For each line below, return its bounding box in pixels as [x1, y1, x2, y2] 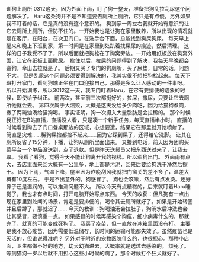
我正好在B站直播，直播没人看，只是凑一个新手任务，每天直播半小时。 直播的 [6, 116, 193, 123]
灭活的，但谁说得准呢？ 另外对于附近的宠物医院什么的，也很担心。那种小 [6, 235, 184, 242]
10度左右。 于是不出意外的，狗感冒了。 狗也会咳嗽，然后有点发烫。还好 [16, 175, 191, 183]
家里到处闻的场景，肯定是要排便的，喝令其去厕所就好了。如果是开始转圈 [16, 198, 193, 205]
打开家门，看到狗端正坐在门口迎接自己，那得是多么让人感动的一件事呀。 [11, 79, 188, 86]
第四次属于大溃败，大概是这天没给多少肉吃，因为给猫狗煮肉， [38, 101, 190, 108]
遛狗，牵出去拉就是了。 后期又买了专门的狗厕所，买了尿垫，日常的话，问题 [6, 65, 190, 71]
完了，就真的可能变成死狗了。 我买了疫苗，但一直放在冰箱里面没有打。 [6, 220, 179, 227]
